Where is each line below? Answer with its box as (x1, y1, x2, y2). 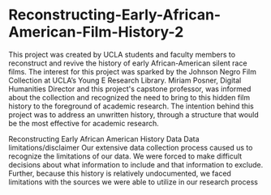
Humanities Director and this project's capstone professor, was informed (8, 83, 252, 94)
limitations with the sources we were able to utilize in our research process (8, 176, 258, 187)
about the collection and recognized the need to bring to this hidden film (8, 92, 250, 102)
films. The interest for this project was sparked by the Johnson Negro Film (8, 66, 257, 76)
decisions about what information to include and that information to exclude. (8, 159, 264, 169)
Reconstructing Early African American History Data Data (8, 134, 200, 143)
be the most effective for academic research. (8, 118, 160, 128)
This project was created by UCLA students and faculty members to (8, 49, 236, 59)
